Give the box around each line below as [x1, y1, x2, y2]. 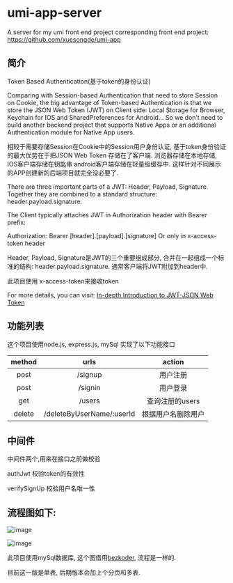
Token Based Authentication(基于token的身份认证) [7, 77, 151, 85]
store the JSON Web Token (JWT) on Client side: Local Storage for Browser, [7, 106, 225, 114]
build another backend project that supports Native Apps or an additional [7, 121, 216, 129]
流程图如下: [7, 506, 57, 518]
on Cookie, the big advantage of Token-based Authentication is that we [7, 98, 212, 107]
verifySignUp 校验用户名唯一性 [7, 484, 95, 492]
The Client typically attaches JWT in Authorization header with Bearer [7, 210, 207, 219]
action [162, 357, 184, 366]
